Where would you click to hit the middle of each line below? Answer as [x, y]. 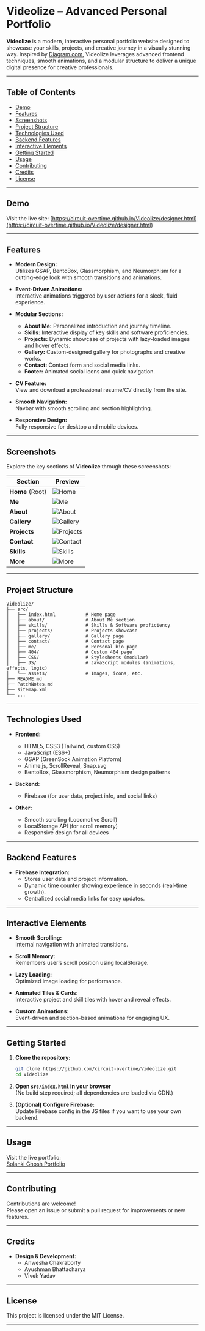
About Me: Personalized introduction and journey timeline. [98, 326]
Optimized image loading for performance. [69, 981]
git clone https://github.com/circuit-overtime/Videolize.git [96, 1069]
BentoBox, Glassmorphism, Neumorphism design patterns [97, 772]
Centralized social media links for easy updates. [85, 898]
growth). [35, 891]
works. [33, 359]
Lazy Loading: [34, 975]
